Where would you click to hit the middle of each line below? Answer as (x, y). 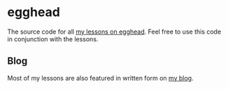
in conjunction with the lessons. (53, 39)
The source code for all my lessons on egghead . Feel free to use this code (114, 32)
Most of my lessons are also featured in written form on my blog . (100, 78)
